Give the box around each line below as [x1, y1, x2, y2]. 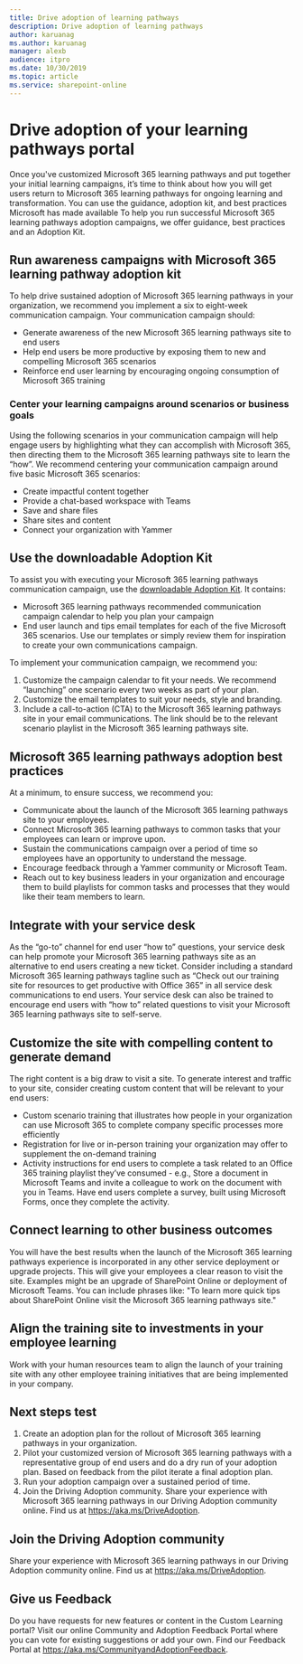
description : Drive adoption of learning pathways [9, 22, 204, 31]
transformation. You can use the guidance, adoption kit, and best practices [9, 197, 287, 208]
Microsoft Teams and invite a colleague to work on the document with [22, 1177, 282, 1187]
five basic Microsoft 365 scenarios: [9, 468, 141, 479]
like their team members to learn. [22, 892, 146, 903]
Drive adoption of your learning [9, 119, 249, 140]
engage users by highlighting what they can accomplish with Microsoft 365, [9, 440, 291, 450]
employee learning [9, 1335, 117, 1350]
